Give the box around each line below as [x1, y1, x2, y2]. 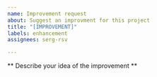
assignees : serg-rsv [7, 36, 69, 43]
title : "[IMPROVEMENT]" [7, 23, 78, 30]
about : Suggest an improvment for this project [7, 17, 151, 24]
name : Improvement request [7, 10, 87, 17]
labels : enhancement [7, 29, 69, 37]
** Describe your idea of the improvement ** [7, 62, 138, 70]
